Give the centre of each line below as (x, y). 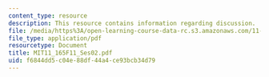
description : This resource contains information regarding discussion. (132, 23)
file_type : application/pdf (55, 38)
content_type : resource (48, 16)
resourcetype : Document (48, 46)
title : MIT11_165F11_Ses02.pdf (60, 53)
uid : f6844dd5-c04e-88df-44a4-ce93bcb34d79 (82, 61)
